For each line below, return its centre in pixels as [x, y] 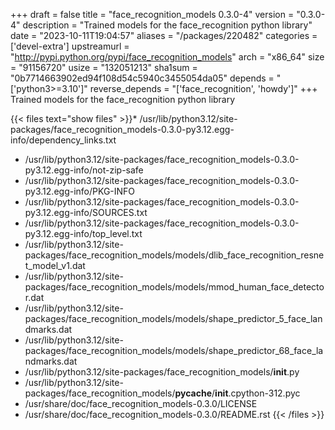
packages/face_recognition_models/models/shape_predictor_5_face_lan [173, 318]
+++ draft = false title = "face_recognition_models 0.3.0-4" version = [152, 14]
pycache [193, 393]
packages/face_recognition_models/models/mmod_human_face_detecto [174, 287]
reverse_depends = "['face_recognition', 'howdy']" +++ [203, 88]
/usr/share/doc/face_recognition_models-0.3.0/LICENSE [141, 403]
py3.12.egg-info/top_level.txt [83, 233]
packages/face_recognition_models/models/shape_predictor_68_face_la [174, 350]
